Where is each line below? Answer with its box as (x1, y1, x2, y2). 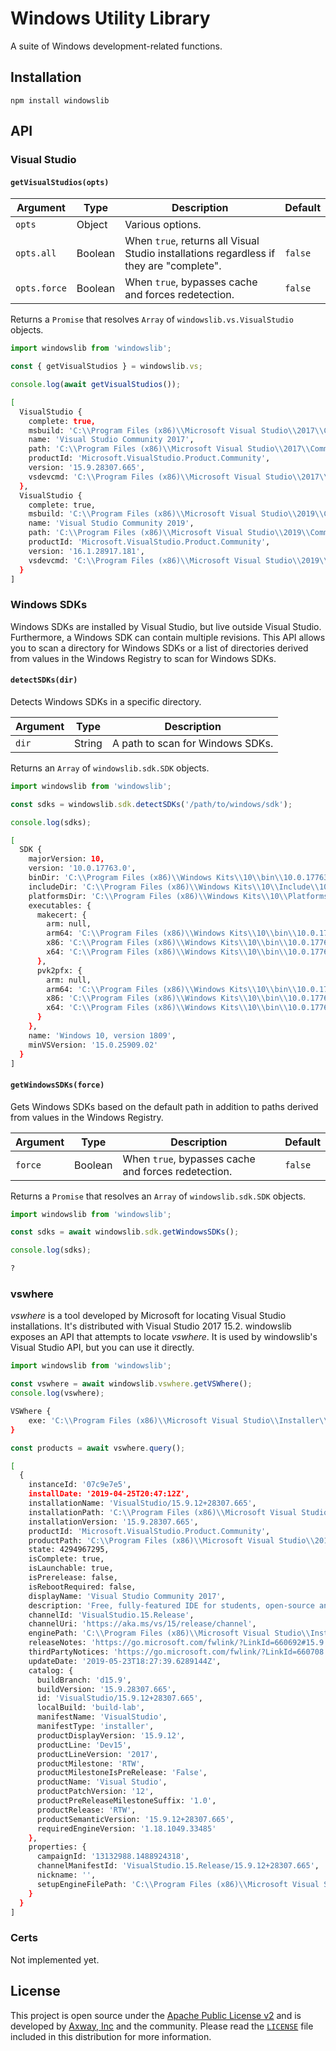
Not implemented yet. (10, 1953, 100, 1966)
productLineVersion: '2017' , (36, 1749, 159, 1759)
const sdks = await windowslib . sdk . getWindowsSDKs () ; (10, 1227, 240, 1237)
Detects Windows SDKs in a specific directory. (10, 695, 202, 707)
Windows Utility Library (10, 7, 211, 30)
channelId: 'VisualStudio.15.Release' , (28, 1610, 195, 1620)
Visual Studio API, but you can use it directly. (10, 1342, 195, 1354)
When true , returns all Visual (124, 234, 260, 248)
